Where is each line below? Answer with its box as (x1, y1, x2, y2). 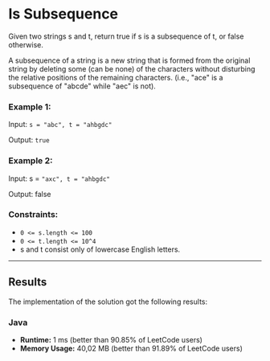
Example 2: (8, 155, 53, 166)
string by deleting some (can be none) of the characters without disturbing (8, 64, 256, 73)
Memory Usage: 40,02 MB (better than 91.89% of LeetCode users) (19, 343, 243, 353)
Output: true (8, 135, 50, 145)
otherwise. (8, 39, 44, 49)
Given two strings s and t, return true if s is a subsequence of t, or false (8, 31, 244, 41)
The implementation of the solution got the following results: (8, 297, 207, 306)
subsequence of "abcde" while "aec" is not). (8, 81, 157, 91)
